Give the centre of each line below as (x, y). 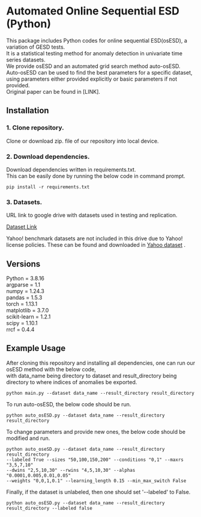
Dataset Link (22, 227)
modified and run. (28, 438)
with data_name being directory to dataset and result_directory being (91, 376)
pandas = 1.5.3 (24, 298)
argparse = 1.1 (23, 285)
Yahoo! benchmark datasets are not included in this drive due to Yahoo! (94, 238)
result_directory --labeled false (49, 508)
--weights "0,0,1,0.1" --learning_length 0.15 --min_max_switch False (96, 481)
